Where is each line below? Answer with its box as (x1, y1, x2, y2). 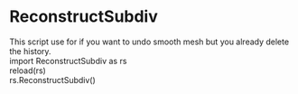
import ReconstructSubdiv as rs (9, 55, 127, 66)
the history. (9, 45, 51, 56)
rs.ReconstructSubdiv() (9, 74, 97, 85)
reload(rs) (9, 65, 47, 76)
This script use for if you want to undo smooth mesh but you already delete (9, 36, 290, 47)
